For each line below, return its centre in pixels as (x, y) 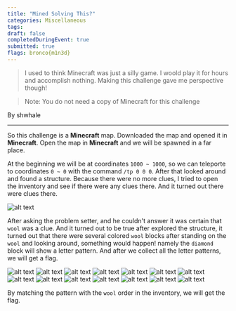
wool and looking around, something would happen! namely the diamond (111, 243)
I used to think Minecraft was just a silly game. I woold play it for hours (126, 73)
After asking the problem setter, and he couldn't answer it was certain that (115, 220)
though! (36, 88)
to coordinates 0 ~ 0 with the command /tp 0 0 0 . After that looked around (117, 171)
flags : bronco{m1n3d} (39, 53)
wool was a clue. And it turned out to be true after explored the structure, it (115, 228)
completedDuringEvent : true (48, 40)
